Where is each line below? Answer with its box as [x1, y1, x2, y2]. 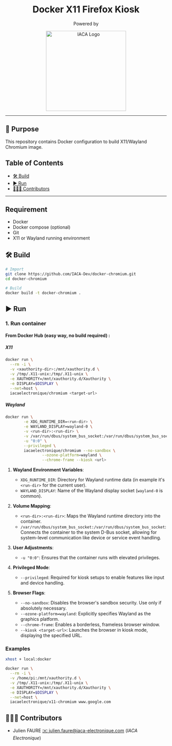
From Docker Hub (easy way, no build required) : [5, 332, 110, 339]
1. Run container [5, 319, 47, 327]
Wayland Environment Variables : [12, 467, 84, 473]
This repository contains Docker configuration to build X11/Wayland [5, 138, 147, 145]
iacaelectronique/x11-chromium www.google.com [10, 699, 111, 704]
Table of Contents [5, 159, 64, 168]
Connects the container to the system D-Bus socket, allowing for [20, 529, 157, 535]
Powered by [73, 21, 99, 27]
